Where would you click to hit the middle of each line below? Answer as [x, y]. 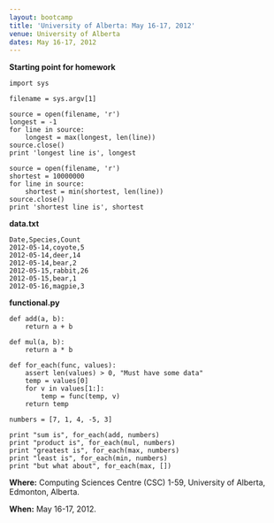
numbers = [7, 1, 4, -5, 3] [61, 420]
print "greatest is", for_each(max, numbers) [94, 451]
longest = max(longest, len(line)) [91, 138]
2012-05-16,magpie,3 [47, 287]
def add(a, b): [37, 319]
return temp [47, 404]
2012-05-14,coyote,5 [47, 248]
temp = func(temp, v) [81, 396]
